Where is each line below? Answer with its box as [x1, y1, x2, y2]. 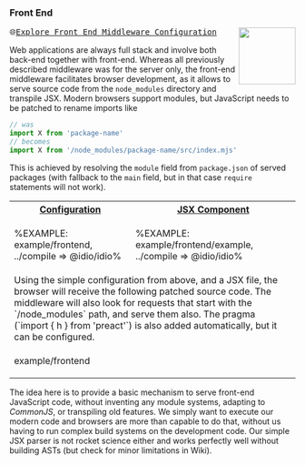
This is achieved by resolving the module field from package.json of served [9, 162, 287, 173]
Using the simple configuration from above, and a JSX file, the [14, 273, 279, 286]
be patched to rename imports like [9, 103, 138, 114]
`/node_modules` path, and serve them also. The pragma [14, 308, 256, 320]
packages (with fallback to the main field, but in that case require [9, 171, 252, 183]
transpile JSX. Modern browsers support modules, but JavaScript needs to [9, 93, 290, 104]
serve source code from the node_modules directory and [9, 84, 217, 95]
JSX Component [176, 203, 250, 216]
